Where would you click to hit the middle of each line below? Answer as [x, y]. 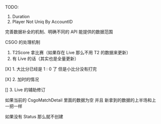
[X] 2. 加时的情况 [22, 79]
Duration [21, 16]
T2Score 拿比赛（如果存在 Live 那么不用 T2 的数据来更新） [71, 52]
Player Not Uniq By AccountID [42, 22]
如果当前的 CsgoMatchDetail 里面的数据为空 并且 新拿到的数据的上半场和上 [81, 100]
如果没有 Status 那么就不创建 [34, 116]
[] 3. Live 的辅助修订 [25, 90]
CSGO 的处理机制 [23, 42]
